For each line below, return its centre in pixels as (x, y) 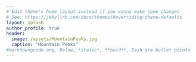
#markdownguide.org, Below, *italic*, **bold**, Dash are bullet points (98, 50)
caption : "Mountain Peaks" (45, 45)
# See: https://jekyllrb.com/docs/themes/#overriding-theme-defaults (94, 17)
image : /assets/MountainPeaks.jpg (54, 39)
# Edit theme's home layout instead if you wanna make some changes (93, 12)
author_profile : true (33, 28)
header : (16, 34)
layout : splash (25, 22)
